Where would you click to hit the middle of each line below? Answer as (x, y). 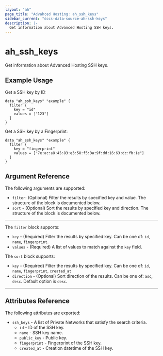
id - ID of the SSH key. (42, 327)
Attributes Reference (37, 301)
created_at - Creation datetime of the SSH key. (66, 348)
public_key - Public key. (43, 338)
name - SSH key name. (41, 332)
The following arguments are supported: (45, 188)
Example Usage (29, 80)
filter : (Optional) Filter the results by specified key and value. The (79, 197)
